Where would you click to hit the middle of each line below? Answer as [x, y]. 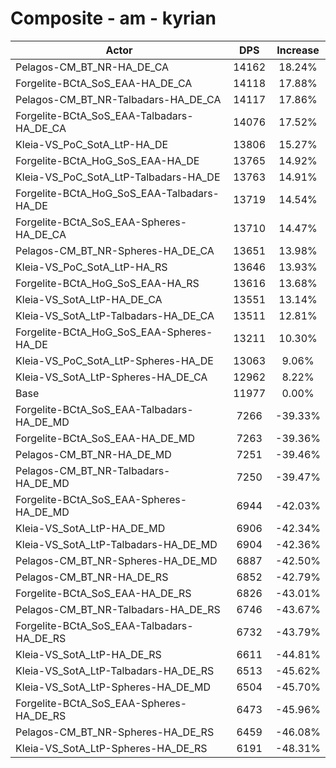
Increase [298, 50]
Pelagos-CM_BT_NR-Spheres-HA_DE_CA [115, 250]
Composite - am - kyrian [113, 18]
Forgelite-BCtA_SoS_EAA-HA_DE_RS [103, 593]
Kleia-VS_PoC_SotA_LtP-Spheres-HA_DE [114, 360]
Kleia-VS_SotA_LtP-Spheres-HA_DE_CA [111, 377]
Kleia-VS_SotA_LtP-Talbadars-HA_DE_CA [115, 315]
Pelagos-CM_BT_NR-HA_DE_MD [93, 454]
